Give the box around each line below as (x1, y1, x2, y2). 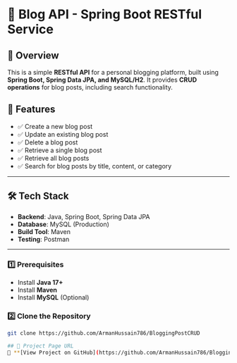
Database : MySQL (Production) (17, 220, 109, 228)
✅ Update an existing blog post (17, 130, 109, 138)
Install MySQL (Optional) (17, 293, 90, 302)
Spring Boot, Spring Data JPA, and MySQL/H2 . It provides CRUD (7, 75, 197, 84)
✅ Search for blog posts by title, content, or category (17, 161, 172, 170)
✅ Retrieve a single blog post (17, 146, 102, 154)
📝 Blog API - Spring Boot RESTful (7, 6, 202, 23)
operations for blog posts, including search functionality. (7, 83, 173, 91)
